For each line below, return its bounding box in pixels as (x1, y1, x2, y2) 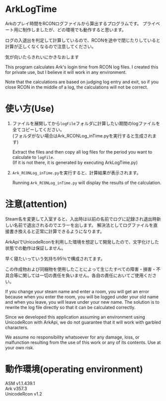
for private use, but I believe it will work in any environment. (5, 69, 127, 75)
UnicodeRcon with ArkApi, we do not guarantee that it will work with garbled (5, 319, 161, 325)
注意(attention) (5, 199, 67, 210)
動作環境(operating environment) (5, 364, 143, 375)
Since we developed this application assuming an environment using (5, 314, 145, 320)
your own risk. (5, 344, 35, 350)
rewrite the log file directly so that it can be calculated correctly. (5, 304, 136, 310)
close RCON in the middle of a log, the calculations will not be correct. (5, 84, 149, 90)
